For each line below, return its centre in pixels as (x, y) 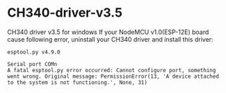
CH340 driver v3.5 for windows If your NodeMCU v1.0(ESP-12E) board (108, 32)
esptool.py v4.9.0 (34, 52)
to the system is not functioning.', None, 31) (78, 82)
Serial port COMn (32, 64)
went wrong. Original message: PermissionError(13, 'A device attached (113, 76)
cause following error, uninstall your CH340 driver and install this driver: (110, 39)
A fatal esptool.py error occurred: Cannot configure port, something (112, 70)
